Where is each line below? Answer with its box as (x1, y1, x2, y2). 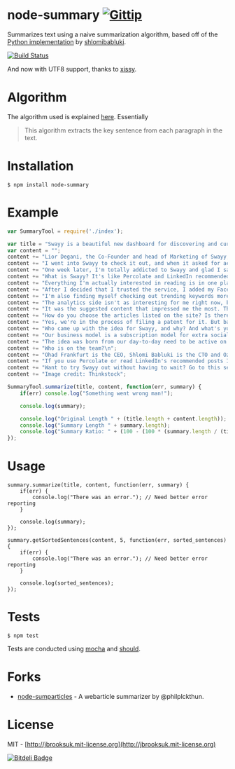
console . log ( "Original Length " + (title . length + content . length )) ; (20, 415, 227, 422)
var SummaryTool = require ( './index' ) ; (7, 228, 124, 235)
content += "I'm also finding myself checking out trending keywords (7, 292, 215, 299)
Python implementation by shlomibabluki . (7, 37, 127, 46)
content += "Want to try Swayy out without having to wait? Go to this (7, 365, 220, 372)
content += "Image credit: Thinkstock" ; (7, 371, 127, 378)
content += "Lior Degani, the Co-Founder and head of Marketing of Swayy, (7, 253, 230, 261)
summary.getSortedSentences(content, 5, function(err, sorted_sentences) (7, 537, 227, 544)
